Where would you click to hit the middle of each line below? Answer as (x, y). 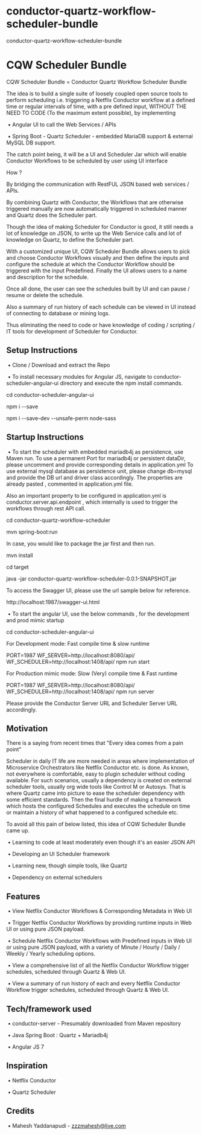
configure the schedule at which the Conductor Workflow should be (90, 264)
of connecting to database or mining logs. (58, 313)
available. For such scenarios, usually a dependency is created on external (99, 780)
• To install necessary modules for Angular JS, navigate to (80, 376)
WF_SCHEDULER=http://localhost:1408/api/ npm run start (78, 661)
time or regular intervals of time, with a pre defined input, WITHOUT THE (96, 106)
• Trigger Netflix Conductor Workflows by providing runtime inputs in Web (99, 923)
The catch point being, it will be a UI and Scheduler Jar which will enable (96, 154)
